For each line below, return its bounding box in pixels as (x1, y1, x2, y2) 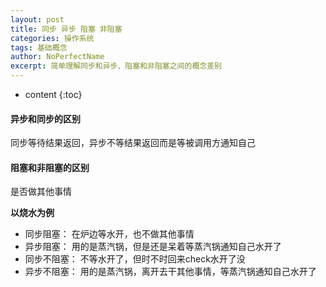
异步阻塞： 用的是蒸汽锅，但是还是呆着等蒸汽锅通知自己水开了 (24, 241, 282, 253)
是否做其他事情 (10, 186, 72, 198)
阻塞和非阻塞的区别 (10, 161, 90, 173)
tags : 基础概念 (10, 42, 68, 53)
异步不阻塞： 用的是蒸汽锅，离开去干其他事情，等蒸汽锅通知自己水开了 (24, 266, 317, 278)
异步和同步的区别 (10, 112, 81, 125)
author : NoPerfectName (10, 52, 105, 62)
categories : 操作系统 (10, 33, 95, 43)
